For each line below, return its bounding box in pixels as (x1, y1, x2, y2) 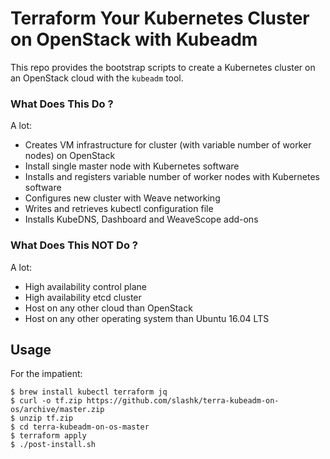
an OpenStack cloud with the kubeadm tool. (10, 72, 184, 84)
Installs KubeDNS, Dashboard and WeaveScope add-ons (24, 213, 259, 226)
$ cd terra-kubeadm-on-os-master (10, 422, 150, 432)
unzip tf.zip (19, 413, 74, 424)
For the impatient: (10, 368, 83, 380)
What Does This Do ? (10, 97, 114, 111)
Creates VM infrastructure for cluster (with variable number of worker (24, 139, 312, 151)
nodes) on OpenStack (24, 150, 116, 162)
